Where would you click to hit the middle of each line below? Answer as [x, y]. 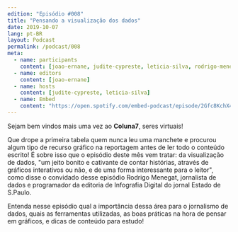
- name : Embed [34, 100]
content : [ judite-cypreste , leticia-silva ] [85, 93]
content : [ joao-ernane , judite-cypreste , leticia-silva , [106, 66]
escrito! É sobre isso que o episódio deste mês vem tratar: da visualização [116, 155]
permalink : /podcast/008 [44, 47]
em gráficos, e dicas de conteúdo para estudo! [75, 221]
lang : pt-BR [25, 34]
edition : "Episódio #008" [45, 14]
